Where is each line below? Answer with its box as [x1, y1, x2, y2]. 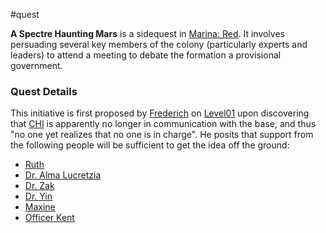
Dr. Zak [24, 180, 55, 192]
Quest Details [10, 84, 78, 98]
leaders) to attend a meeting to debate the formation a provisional [10, 49, 282, 61]
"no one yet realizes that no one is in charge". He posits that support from [10, 129, 314, 141]
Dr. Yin [24, 190, 53, 203]
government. [10, 60, 63, 71]
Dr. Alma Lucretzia [24, 169, 102, 181]
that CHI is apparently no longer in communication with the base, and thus [10, 118, 317, 130]
